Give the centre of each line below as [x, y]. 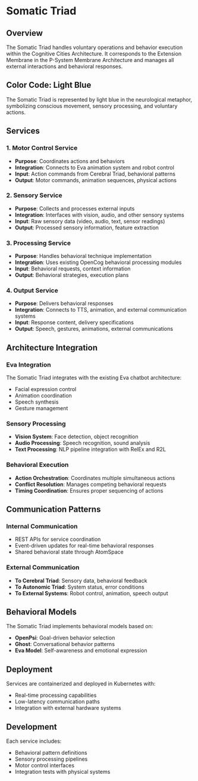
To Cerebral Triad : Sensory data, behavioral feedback [81, 580]
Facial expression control [45, 389]
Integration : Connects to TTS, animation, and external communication [101, 310]
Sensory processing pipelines [51, 759]
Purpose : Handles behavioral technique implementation [83, 256]
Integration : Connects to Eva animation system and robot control [94, 167]
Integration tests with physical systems [62, 772]
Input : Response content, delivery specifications [74, 322]
